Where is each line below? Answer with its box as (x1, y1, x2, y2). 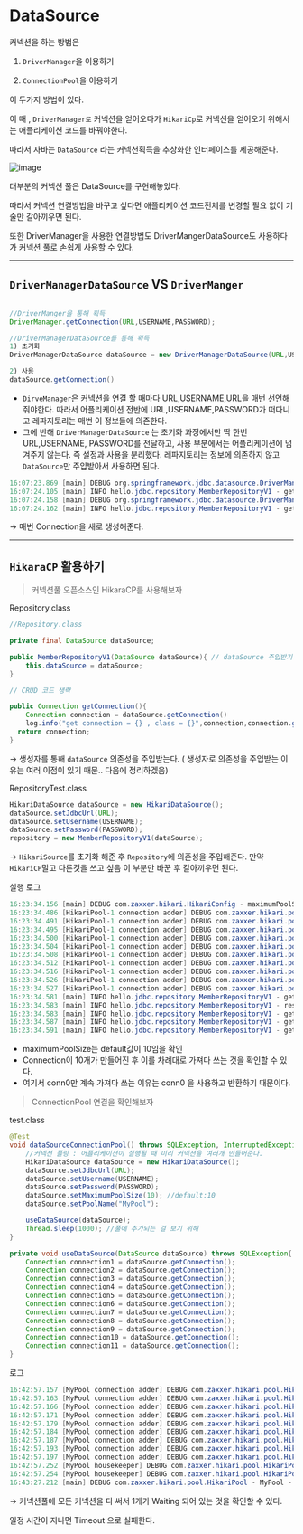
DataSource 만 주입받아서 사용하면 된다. (22, 460, 160, 471)
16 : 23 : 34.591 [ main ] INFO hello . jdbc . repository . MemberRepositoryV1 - (9, 1026, 280, 1036)
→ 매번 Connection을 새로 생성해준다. (9, 521, 144, 532)
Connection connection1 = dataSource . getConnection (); (25, 1257, 236, 1266)
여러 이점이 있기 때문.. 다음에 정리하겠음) (25, 764, 169, 775)
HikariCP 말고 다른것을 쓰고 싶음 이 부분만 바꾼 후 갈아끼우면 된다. (9, 863, 239, 874)
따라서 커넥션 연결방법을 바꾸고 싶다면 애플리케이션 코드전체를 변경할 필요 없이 (9, 200, 284, 211)
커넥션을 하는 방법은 (9, 36, 79, 47)
